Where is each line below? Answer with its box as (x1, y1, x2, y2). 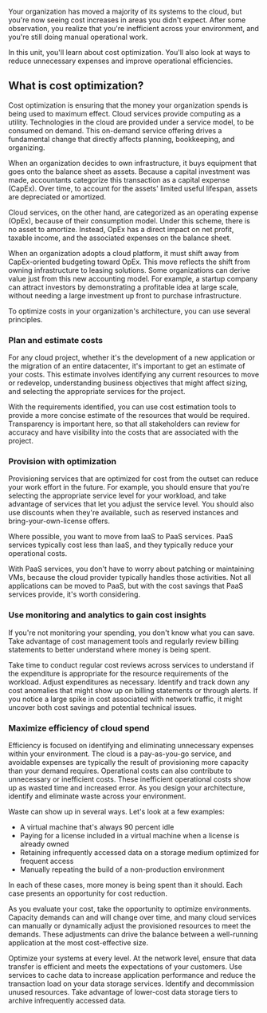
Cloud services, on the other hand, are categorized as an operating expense (8, 207, 259, 217)
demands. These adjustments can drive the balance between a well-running (8, 929, 258, 939)
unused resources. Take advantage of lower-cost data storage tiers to (8, 987, 238, 996)
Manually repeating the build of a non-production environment (19, 865, 225, 874)
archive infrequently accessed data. (8, 996, 126, 1005)
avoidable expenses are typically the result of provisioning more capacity (8, 758, 249, 767)
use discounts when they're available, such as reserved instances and (8, 508, 239, 518)
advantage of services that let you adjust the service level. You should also (8, 499, 254, 509)
